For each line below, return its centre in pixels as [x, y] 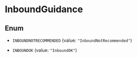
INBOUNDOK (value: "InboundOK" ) [45, 50]
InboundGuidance [44, 9]
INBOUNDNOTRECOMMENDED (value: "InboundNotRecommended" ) [72, 40]
